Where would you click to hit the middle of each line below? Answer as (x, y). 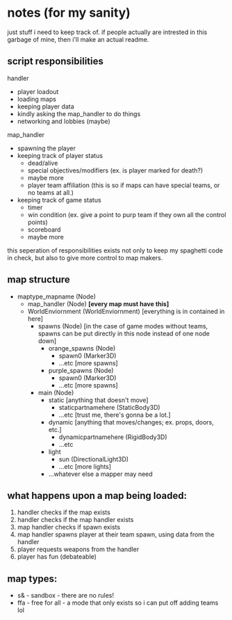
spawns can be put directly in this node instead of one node (124, 333)
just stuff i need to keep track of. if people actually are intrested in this (107, 32)
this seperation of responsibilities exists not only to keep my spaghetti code (115, 250)
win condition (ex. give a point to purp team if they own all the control (127, 214)
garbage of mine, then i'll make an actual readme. (78, 39)
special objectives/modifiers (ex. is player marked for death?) (115, 170)
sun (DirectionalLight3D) (94, 459)
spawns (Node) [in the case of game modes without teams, (123, 326)
